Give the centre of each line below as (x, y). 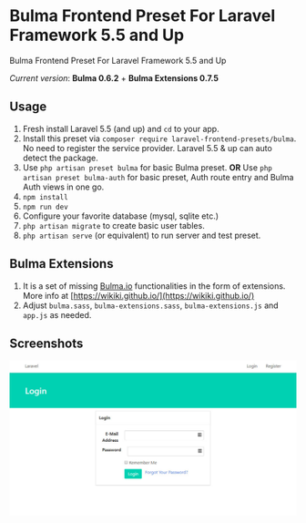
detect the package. (60, 158)
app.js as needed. (57, 314)
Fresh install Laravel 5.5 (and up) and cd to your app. (121, 128)
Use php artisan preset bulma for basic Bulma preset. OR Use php (148, 167)
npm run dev (45, 207)
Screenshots (46, 343)
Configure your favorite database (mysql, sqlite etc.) (121, 216)
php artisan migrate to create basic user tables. (113, 225)
